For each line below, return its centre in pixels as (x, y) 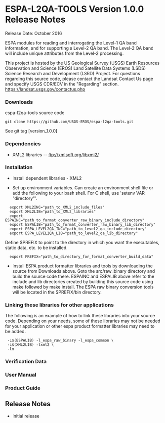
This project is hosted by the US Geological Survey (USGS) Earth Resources (82, 63)
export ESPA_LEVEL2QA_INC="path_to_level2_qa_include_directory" (78, 229)
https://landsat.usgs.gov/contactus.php (45, 89)
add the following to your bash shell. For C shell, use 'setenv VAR (78, 193)
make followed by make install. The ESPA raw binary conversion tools (83, 287)
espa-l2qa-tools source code (35, 113)
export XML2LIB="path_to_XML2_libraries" (53, 211)
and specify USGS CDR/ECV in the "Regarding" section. (62, 84)
